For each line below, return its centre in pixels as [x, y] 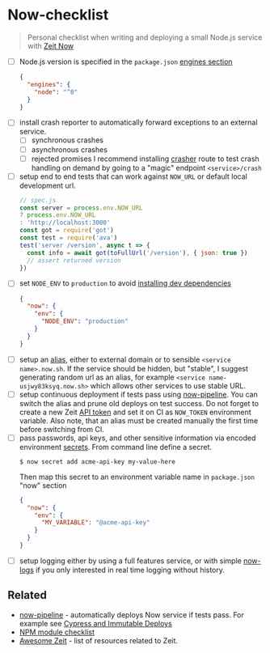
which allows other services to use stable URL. [168, 385]
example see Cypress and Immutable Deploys [96, 623]
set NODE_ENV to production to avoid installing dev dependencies [125, 283]
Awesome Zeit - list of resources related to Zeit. [99, 640]
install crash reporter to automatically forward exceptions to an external [138, 122]
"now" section [43, 485]
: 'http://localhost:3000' [65, 223]
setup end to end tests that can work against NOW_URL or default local [133, 176]
